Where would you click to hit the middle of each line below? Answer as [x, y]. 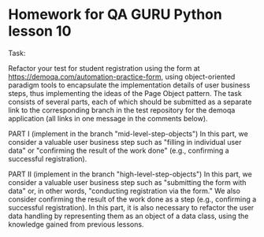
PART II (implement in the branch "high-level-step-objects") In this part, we [130, 174]
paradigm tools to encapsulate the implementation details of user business [129, 85]
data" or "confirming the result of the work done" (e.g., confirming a [119, 150]
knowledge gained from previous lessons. [76, 224]
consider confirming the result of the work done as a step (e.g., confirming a [132, 199]
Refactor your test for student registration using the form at [104, 68]
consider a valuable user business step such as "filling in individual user [125, 142]
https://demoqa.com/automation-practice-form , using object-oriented [122, 76]
